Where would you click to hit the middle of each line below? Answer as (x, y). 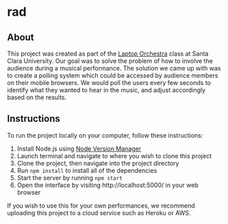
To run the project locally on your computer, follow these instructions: (105, 135)
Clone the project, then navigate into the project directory (98, 163)
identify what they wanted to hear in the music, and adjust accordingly (106, 90)
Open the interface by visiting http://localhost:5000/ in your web (107, 185)
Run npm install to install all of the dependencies (87, 170)
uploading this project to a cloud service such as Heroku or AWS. (99, 212)
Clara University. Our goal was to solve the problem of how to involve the (110, 61)
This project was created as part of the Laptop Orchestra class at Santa (108, 53)
